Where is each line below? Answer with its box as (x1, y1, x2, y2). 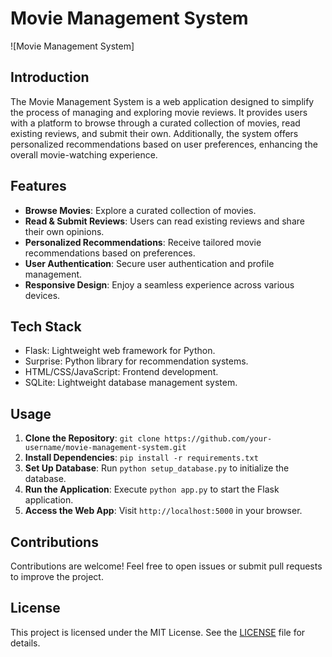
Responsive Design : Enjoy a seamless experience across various (24, 278, 295, 291)
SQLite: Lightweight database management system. (24, 377, 238, 389)
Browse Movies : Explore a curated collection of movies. (24, 204, 257, 216)
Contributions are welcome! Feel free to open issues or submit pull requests (10, 560, 323, 572)
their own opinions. (24, 225, 105, 237)
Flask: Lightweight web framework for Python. (24, 345, 216, 357)
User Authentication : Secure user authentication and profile (24, 257, 275, 269)
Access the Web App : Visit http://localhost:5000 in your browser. (24, 505, 303, 517)
